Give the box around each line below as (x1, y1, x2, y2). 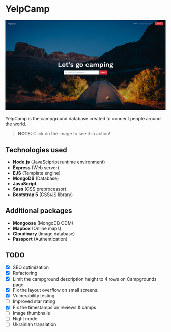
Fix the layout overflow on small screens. (12, 287, 99, 293)
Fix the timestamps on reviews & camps (12, 304, 97, 311)
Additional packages (5, 206, 72, 215)
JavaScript (12, 181, 37, 187)
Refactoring (12, 270, 38, 276)
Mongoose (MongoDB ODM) (12, 220, 74, 226)
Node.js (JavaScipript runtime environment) (12, 159, 105, 165)
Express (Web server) (12, 164, 60, 171)
